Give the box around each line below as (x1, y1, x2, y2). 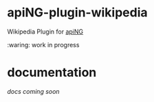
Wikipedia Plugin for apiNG (7, 27, 84, 36)
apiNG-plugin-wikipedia (7, 5, 148, 21)
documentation (7, 65, 97, 80)
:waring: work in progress (7, 40, 80, 49)
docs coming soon (7, 87, 60, 95)
